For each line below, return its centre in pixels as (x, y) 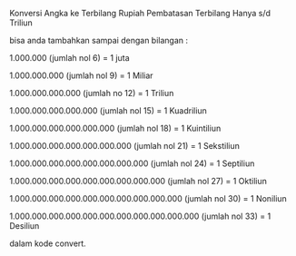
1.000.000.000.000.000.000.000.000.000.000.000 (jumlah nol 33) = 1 (140, 216)
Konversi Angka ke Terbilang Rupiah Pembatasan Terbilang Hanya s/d (140, 13)
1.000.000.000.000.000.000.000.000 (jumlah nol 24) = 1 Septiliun (132, 163)
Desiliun (25, 226)
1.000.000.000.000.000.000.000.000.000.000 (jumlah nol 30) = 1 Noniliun (148, 198)
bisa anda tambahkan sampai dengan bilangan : (99, 40)
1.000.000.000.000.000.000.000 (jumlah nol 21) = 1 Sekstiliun (125, 146)
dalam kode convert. (48, 243)
